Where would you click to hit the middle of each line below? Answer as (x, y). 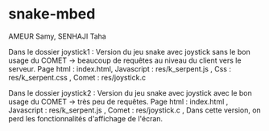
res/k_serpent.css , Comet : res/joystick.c (77, 77)
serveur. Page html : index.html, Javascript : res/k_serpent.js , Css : (120, 68)
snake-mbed (52, 14)
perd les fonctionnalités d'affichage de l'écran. (86, 118)
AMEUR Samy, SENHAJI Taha (57, 36)
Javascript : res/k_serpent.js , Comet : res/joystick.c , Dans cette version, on (135, 110)
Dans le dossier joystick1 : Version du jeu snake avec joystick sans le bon (130, 51)
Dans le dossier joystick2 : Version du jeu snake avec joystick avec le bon (130, 92)
